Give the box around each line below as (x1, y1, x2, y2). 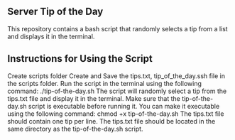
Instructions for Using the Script (7, 53, 153, 65)
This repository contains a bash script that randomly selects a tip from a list (7, 24, 229, 33)
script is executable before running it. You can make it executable (28, 102, 220, 110)
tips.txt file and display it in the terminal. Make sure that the (7, 94, 181, 102)
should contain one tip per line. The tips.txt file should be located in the (7, 117, 216, 125)
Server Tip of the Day (7, 6, 104, 18)
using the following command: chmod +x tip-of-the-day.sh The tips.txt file (7, 109, 224, 118)
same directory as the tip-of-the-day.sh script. (7, 124, 143, 133)
